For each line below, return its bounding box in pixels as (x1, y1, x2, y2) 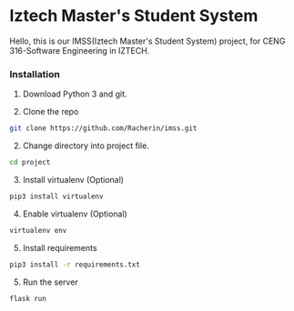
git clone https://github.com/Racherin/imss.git (9, 124, 198, 133)
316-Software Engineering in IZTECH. (9, 45, 150, 55)
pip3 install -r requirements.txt (9, 260, 141, 269)
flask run (9, 294, 47, 303)
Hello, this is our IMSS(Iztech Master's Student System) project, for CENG (9, 35, 286, 46)
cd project (9, 158, 51, 167)
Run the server (22, 276, 79, 287)
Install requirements (22, 242, 97, 253)
